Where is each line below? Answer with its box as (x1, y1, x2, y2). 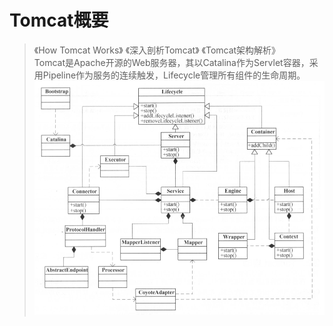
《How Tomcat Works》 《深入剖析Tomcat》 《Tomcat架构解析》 (33, 44, 281, 56)
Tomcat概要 (9, 9, 109, 32)
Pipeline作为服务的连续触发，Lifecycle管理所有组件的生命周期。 (42, 69, 306, 81)
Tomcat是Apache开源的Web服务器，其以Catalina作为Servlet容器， (33, 56, 310, 68)
